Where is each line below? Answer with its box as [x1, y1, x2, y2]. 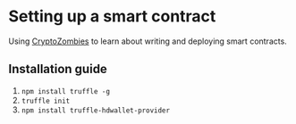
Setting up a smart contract [8, 6, 216, 27]
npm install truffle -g [21, 87, 111, 95]
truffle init [21, 96, 71, 105]
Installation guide [8, 62, 108, 77]
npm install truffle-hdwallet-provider [21, 105, 171, 115]
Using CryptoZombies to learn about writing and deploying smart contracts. [8, 36, 287, 46]
